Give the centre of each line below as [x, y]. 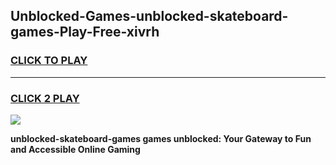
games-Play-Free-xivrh [85, 32]
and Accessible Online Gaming [75, 149]
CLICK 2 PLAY [45, 98]
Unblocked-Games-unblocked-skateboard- [149, 16]
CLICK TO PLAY [49, 61]
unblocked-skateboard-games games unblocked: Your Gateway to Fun [161, 138]
